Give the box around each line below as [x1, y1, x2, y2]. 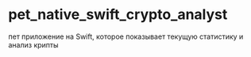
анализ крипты [8, 40, 59, 49]
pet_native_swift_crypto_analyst [8, 6, 228, 24]
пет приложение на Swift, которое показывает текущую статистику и [8, 32, 244, 41]
